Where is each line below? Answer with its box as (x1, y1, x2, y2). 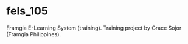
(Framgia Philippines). (6, 30, 61, 37)
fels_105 (6, 4, 49, 18)
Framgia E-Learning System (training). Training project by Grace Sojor (6, 24, 182, 31)
